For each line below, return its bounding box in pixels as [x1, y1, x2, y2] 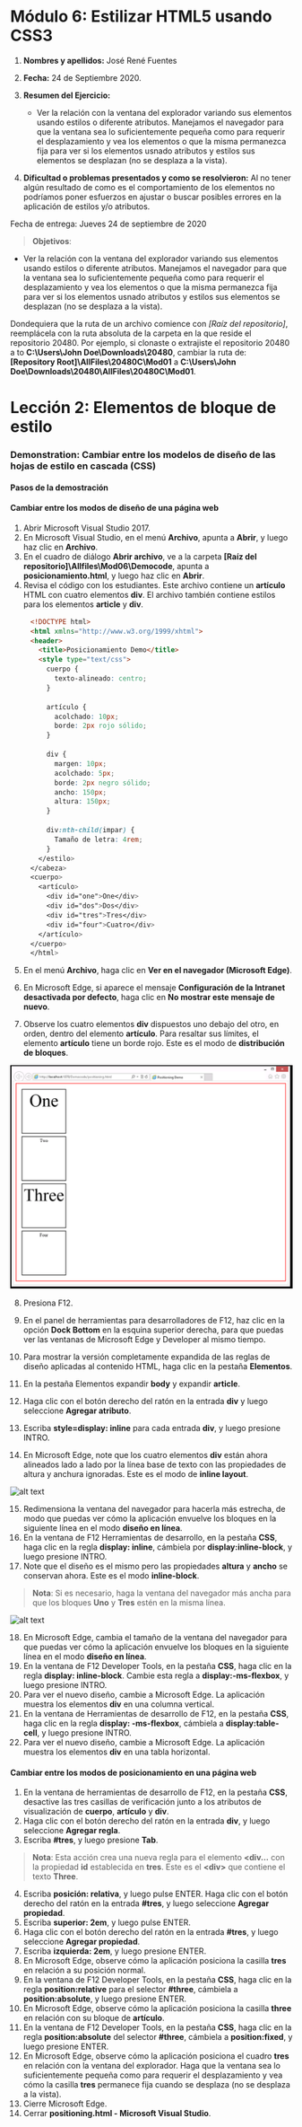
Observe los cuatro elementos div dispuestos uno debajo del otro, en [22, 1019, 280, 1030]
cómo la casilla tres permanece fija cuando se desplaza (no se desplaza [22, 2079, 290, 2090]
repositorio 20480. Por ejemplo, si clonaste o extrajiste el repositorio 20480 [10, 337, 290, 347]
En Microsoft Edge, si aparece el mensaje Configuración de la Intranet [22, 982, 286, 993]
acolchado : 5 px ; [54, 769, 116, 778]
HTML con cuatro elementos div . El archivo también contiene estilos [22, 589, 276, 600]
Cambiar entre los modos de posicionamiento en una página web [10, 1767, 257, 1778]
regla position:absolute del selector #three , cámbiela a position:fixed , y [22, 2032, 293, 2043]
